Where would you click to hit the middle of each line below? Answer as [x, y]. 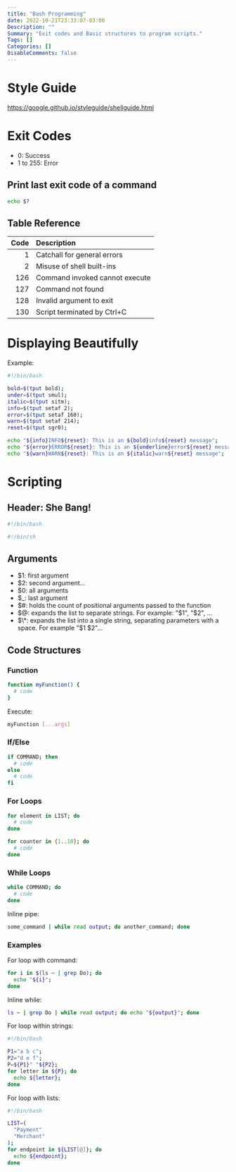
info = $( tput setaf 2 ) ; [40, 408]
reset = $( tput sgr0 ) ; [38, 428]
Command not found [70, 289]
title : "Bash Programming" [47, 14]
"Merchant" [29, 1137]
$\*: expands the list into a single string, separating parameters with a [118, 621]
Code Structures [44, 650]
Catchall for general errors [79, 255]
